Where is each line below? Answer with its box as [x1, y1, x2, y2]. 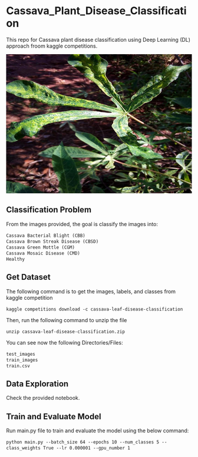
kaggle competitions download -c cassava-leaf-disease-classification [6, 306, 183, 312]
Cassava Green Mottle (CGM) [6, 244, 75, 250]
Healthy [6, 256, 25, 262]
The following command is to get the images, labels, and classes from [6, 287, 176, 295]
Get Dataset [6, 272, 51, 282]
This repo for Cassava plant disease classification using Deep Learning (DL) [6, 36, 190, 43]
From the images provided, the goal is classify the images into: [6, 220, 158, 227]
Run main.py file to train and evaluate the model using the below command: [6, 427, 189, 434]
